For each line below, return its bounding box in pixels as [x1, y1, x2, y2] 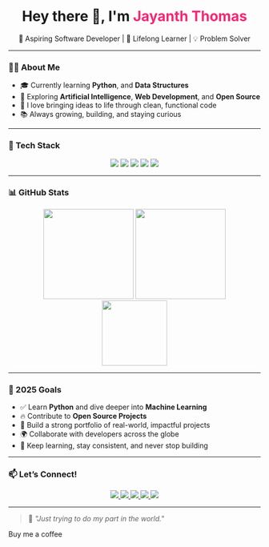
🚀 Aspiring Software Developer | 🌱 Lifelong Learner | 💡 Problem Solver [18, 34, 251, 43]
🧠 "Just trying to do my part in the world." [27, 514, 165, 524]
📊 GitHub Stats [8, 187, 70, 199]
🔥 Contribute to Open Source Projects [19, 412, 147, 421]
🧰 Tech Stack [8, 140, 61, 151]
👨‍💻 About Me [8, 62, 60, 73]
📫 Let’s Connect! [8, 469, 78, 480]
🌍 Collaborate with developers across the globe [19, 429, 179, 439]
